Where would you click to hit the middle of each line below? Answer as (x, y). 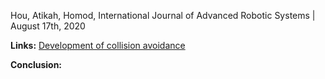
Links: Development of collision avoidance (98, 45)
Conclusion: (36, 64)
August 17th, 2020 (48, 26)
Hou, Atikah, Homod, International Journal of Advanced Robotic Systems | (163, 15)
